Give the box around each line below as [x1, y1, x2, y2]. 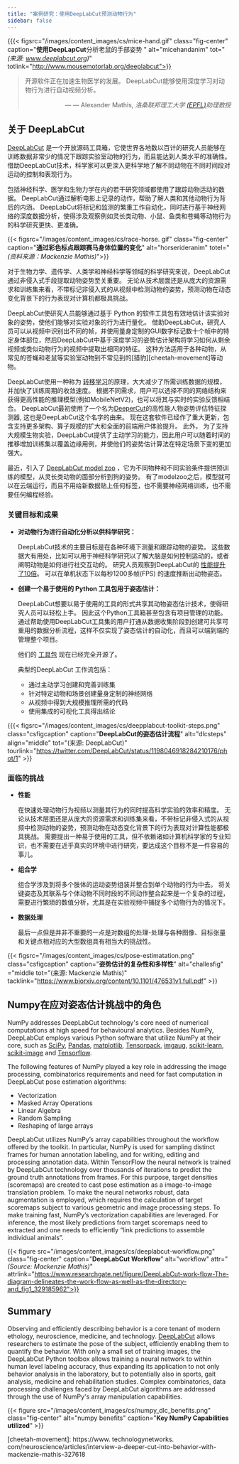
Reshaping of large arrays [17, 1121, 94, 1130]
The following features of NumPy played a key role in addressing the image [7, 1062, 227, 1070]
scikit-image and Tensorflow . [7, 1048, 92, 1057]
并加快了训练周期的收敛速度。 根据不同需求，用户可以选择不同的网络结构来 [7, 387, 227, 395]
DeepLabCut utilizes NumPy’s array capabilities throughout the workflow [7, 1135, 220, 1143]
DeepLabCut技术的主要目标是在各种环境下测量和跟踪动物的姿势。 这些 [17, 542, 225, 551]
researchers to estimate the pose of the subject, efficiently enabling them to [7, 1339, 229, 1347]
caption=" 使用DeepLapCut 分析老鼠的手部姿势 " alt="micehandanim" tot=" [7, 45, 226, 53]
